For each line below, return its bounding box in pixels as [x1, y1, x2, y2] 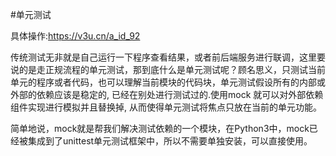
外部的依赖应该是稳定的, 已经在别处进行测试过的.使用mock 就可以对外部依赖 [10, 89, 324, 100]
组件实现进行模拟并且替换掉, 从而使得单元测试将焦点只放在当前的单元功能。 [10, 101, 322, 113]
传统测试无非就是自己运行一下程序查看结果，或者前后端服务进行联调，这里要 [10, 51, 326, 63]
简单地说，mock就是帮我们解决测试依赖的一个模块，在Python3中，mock [10, 123, 310, 134]
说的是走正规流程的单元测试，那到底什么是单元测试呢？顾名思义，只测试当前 [10, 64, 326, 75]
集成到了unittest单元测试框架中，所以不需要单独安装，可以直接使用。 [27, 135, 313, 147]
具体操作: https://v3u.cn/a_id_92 [10, 30, 141, 42]
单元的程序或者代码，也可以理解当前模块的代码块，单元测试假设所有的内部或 [10, 76, 326, 88]
